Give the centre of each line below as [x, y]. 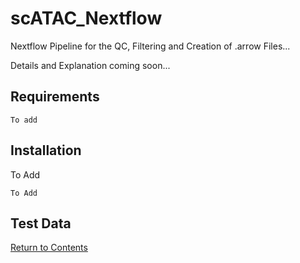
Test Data [41, 223]
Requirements [55, 97]
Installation [46, 150]
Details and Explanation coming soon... [90, 65]
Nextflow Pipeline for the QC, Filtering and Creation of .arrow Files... [150, 46]
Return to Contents [49, 248]
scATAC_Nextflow [86, 18]
